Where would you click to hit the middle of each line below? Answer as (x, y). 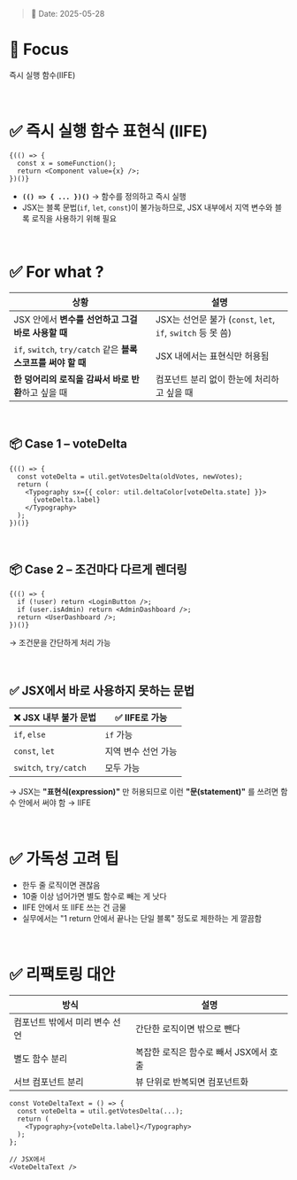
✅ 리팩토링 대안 (62, 975)
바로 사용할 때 (41, 332)
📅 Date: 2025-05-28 (68, 14)
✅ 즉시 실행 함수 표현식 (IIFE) (108, 132)
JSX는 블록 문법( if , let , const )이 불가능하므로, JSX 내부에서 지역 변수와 (147, 207)
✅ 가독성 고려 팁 (64, 859)
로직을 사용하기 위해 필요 (74, 218)
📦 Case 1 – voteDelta (69, 444)
